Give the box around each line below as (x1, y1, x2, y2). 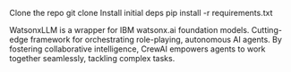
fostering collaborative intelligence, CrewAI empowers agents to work (9, 44, 266, 54)
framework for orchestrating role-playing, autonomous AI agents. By (30, 35, 282, 44)
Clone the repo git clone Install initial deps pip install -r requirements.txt (9, 8, 273, 18)
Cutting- (251, 25, 282, 35)
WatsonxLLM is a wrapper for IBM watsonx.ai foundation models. (9, 25, 250, 35)
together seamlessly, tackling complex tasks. (9, 53, 175, 63)
